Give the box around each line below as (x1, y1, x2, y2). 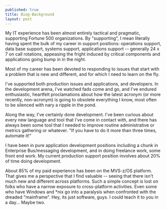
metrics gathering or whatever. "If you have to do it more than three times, (5, 128, 157, 134)
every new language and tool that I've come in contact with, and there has (5, 117, 157, 123)
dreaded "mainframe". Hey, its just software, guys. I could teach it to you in (5, 194, 159, 200)
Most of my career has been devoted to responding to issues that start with (5, 66, 160, 72)
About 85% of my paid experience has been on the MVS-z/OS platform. (5, 168, 153, 174)
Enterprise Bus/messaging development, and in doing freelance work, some (5, 147, 161, 154)
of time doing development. (5, 158, 62, 164)
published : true (5, 7, 39, 12)
